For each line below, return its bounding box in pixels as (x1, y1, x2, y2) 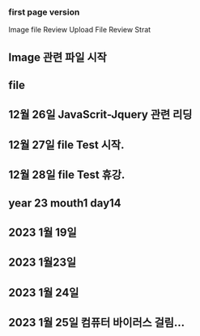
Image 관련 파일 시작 (8, 50, 107, 64)
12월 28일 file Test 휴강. (8, 168, 126, 182)
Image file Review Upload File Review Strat (8, 25, 151, 35)
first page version (8, 6, 80, 18)
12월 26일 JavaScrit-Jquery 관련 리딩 (8, 108, 193, 121)
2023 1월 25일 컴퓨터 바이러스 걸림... (8, 316, 185, 330)
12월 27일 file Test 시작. (8, 138, 125, 151)
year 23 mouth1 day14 (8, 196, 121, 210)
